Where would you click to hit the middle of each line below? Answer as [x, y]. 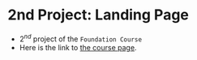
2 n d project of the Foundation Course [81, 38]
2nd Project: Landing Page [98, 15]
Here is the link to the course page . [78, 47]
